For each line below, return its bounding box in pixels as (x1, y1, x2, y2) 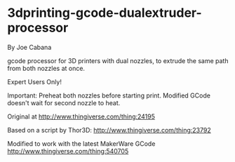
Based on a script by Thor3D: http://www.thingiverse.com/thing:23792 (7, 126, 212, 134)
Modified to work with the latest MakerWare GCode (7, 139, 156, 148)
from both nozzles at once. (7, 64, 86, 72)
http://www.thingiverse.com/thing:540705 (7, 147, 129, 155)
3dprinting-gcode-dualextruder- (7, 5, 202, 21)
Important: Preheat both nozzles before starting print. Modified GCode (7, 91, 210, 100)
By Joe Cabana (7, 43, 52, 51)
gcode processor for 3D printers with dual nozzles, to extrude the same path (7, 56, 229, 65)
